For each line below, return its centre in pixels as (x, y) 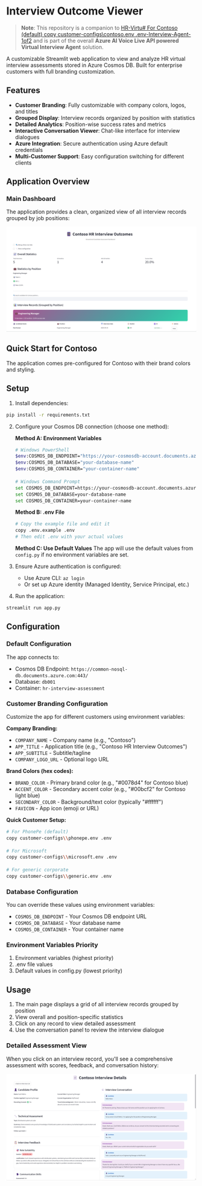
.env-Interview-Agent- (163, 34)
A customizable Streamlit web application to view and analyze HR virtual (96, 58)
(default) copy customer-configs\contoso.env (77, 34)
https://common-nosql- (99, 669)
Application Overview (48, 182)
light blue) (27, 795)
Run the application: (40, 596)
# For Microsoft (27, 851)
